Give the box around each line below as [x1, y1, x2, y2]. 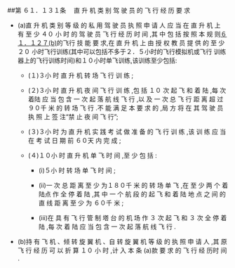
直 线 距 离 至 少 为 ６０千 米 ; [38, 199, 124, 207]
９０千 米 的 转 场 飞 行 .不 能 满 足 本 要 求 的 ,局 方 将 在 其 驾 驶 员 [27, 104, 224, 112]
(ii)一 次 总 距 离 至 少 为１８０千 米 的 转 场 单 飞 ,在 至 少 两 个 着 [38, 181, 229, 189]
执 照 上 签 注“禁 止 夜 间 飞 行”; [27, 113, 119, 121]
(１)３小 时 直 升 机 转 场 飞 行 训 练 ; [27, 71, 134, 79]
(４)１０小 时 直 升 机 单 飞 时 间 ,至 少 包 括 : [27, 151, 158, 160]
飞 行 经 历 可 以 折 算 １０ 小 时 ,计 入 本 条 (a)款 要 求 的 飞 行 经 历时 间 [17, 246, 227, 255]
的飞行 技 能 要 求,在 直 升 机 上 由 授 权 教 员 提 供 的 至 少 [56, 39, 225, 47]
